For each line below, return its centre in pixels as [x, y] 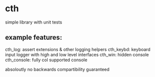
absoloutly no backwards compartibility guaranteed [57, 69]
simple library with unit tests [34, 22]
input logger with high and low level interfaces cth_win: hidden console [77, 54]
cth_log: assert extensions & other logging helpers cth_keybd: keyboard [78, 49]
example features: [34, 38]
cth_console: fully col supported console [46, 60]
